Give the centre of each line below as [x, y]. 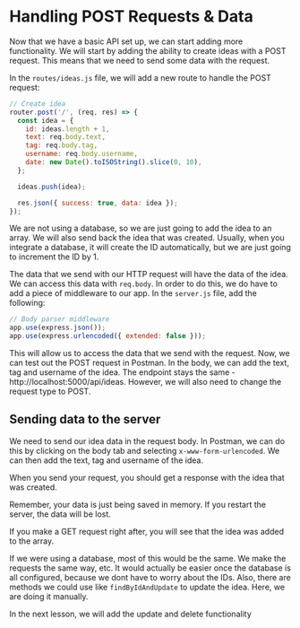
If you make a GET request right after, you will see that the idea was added [147, 531]
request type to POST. [50, 391]
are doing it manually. [49, 596]
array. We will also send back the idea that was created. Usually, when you [147, 238]
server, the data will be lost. [60, 514]
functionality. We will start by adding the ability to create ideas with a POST [148, 50]
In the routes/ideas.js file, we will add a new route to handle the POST [140, 77]
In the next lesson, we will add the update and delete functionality [131, 614]
